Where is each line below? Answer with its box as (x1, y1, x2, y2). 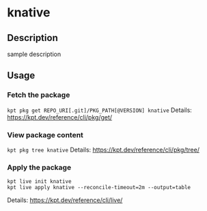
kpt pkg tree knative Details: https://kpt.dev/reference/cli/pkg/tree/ (7, 145, 200, 154)
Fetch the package (7, 90, 70, 100)
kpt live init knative (7, 178, 72, 185)
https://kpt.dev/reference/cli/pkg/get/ (7, 113, 113, 121)
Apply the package (7, 163, 72, 172)
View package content (7, 130, 84, 139)
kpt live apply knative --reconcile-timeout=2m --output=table (7, 184, 191, 191)
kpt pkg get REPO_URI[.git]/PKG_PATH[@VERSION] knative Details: (7, 106, 193, 114)
